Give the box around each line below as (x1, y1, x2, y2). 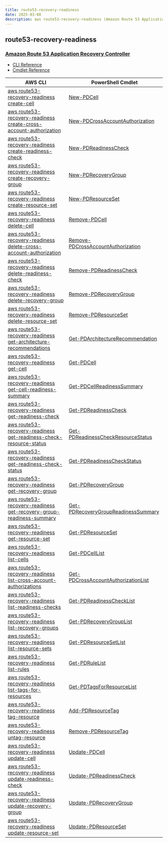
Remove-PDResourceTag (68, 728, 128, 735)
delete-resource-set (7, 318, 57, 325)
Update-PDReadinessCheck (68, 772, 136, 779)
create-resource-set (7, 202, 57, 209)
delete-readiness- (7, 270, 52, 277)
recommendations (7, 345, 51, 352)
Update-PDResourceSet (68, 823, 126, 830)
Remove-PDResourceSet (68, 312, 128, 319)
